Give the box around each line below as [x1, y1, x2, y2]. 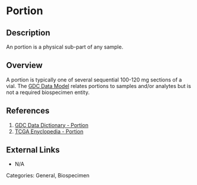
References [6, 106, 50, 116]
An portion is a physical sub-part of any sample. [6, 43, 124, 50]
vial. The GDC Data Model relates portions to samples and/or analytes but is [6, 82, 191, 89]
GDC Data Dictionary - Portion [14, 121, 89, 128]
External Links [6, 145, 60, 155]
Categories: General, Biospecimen [6, 172, 90, 179]
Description [6, 28, 50, 38]
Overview [6, 60, 43, 70]
